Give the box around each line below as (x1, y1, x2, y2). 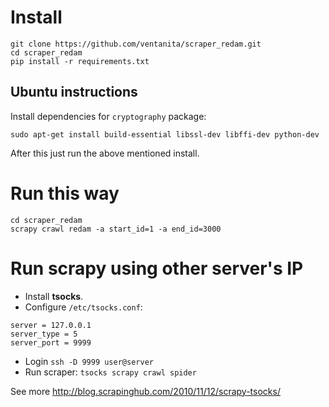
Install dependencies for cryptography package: (10, 110, 207, 122)
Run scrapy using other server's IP (10, 257, 304, 280)
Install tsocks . (24, 290, 84, 302)
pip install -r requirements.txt (10, 56, 150, 66)
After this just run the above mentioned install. (10, 147, 200, 159)
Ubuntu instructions (10, 84, 138, 101)
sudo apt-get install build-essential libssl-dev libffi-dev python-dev (10, 129, 320, 140)
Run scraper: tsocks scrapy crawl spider (24, 366, 197, 378)
